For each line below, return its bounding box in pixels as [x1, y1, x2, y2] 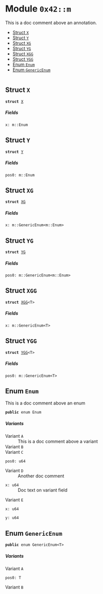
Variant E [5, 497, 24, 503]
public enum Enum [5, 410, 42, 415]
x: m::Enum [5, 122, 28, 127]
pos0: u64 [5, 459, 26, 464]
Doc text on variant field [18, 487, 68, 493]
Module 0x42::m [5, 3, 71, 15]
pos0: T [5, 575, 22, 580]
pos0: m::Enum [5, 172, 35, 177]
